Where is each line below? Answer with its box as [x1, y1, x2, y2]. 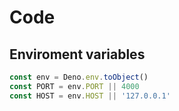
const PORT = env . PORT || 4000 [9, 81, 140, 91]
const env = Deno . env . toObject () [9, 72, 149, 82]
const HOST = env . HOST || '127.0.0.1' [9, 91, 171, 101]
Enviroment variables [9, 46, 146, 63]
